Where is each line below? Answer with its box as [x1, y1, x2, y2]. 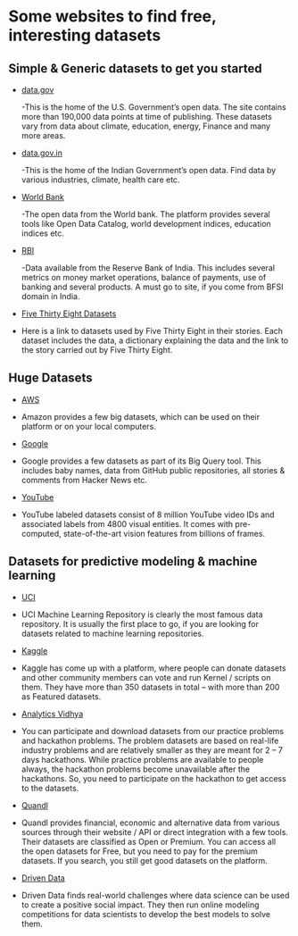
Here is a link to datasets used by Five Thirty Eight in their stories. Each [21, 326, 283, 336]
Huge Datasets [8, 371, 93, 386]
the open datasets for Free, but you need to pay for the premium [21, 846, 258, 857]
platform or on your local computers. [21, 421, 157, 431]
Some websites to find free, [8, 6, 217, 27]
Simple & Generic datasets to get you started [8, 61, 262, 76]
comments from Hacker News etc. [21, 474, 148, 485]
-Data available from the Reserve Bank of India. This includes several [21, 263, 276, 273]
